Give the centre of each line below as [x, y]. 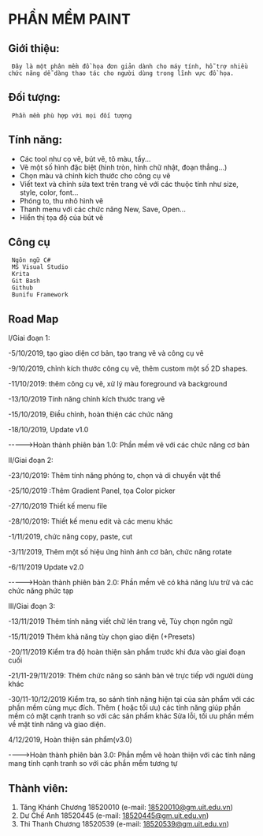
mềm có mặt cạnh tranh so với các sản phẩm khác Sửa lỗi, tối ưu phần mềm [131, 716]
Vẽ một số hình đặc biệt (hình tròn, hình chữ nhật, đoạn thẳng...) [123, 167]
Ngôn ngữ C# [31, 260]
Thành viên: [38, 788]
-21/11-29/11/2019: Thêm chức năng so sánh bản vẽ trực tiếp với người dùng [131, 676]
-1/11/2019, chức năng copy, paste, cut [70, 537]
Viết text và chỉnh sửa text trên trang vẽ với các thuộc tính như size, [129, 184]
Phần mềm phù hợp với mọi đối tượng [72, 116]
